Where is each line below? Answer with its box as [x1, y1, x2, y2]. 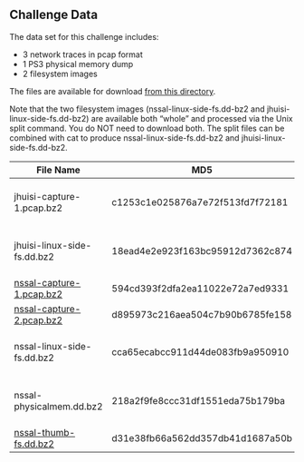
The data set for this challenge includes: [9, 31, 159, 42]
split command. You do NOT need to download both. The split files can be [9, 123, 285, 133]
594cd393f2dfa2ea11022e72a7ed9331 [111, 281, 290, 294]
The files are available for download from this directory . [9, 85, 216, 96]
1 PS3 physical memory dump [22, 58, 134, 69]
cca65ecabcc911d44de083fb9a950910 [111, 345, 290, 358]
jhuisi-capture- [14, 190, 81, 202]
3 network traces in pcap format [22, 49, 143, 60]
